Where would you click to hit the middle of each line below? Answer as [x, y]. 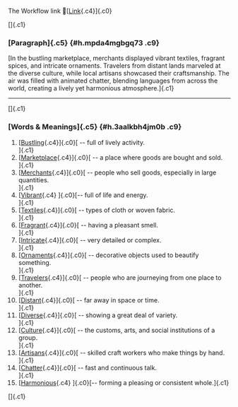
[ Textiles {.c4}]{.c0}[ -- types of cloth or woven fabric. [97, 210]
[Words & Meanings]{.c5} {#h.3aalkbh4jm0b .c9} [95, 127]
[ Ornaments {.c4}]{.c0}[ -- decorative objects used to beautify [108, 255]
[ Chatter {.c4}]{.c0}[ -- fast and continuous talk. [88, 367]
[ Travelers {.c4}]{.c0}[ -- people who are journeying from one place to [120, 277]
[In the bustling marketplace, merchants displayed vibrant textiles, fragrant [117, 58]
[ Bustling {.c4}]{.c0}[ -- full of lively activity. [82, 142]
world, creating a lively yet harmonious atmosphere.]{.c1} [91, 88]
